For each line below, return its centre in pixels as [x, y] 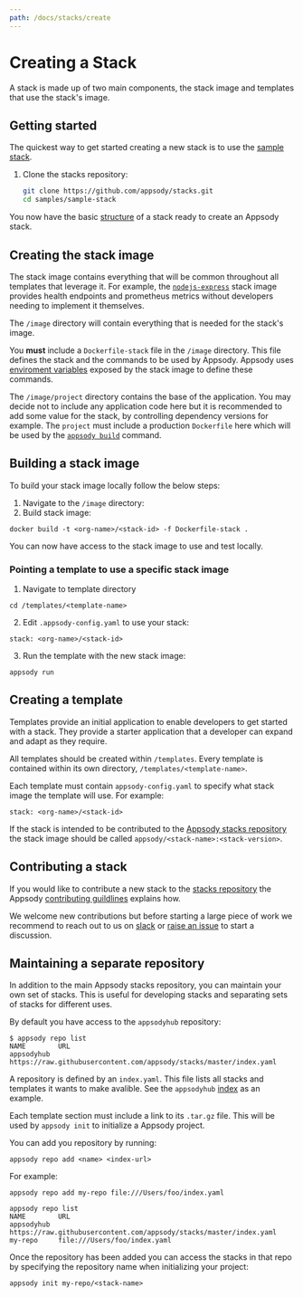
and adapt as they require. [58, 741]
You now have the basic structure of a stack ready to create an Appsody [144, 217]
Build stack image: [57, 512]
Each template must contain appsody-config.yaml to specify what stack [142, 786]
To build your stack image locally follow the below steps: [115, 485]
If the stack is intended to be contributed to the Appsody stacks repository [148, 828]
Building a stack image [75, 464]
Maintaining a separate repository [107, 963]
